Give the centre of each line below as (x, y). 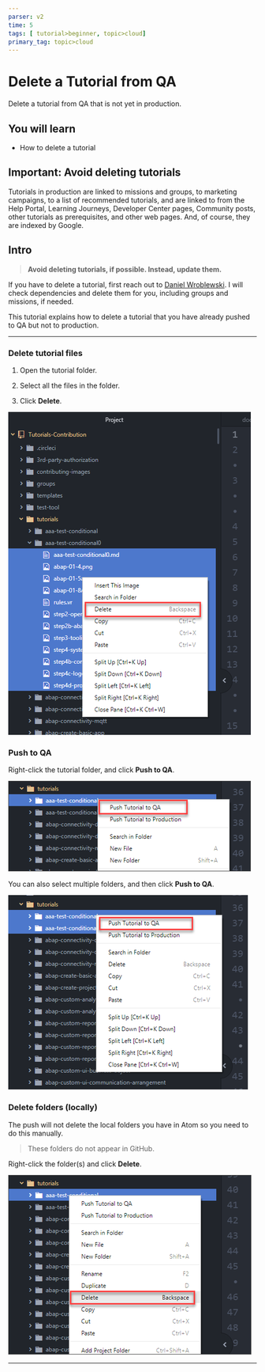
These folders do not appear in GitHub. (91, 1148)
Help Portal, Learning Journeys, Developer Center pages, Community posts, (132, 208)
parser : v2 (26, 17)
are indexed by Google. (46, 225)
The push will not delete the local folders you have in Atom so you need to (129, 1124)
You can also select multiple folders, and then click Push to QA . (111, 884)
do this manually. (36, 1133)
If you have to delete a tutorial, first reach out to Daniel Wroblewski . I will (125, 284)
